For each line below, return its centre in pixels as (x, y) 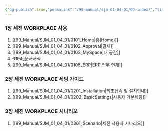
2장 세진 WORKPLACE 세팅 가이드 (44, 79)
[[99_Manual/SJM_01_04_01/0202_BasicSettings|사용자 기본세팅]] (79, 97)
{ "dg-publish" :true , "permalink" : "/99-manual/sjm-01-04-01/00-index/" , (80, 10)
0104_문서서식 (27, 58)
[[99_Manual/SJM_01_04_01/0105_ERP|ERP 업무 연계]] (67, 65)
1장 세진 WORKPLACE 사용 (36, 28)
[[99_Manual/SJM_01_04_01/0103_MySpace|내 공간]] (66, 52)
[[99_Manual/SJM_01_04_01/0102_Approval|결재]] (63, 46)
